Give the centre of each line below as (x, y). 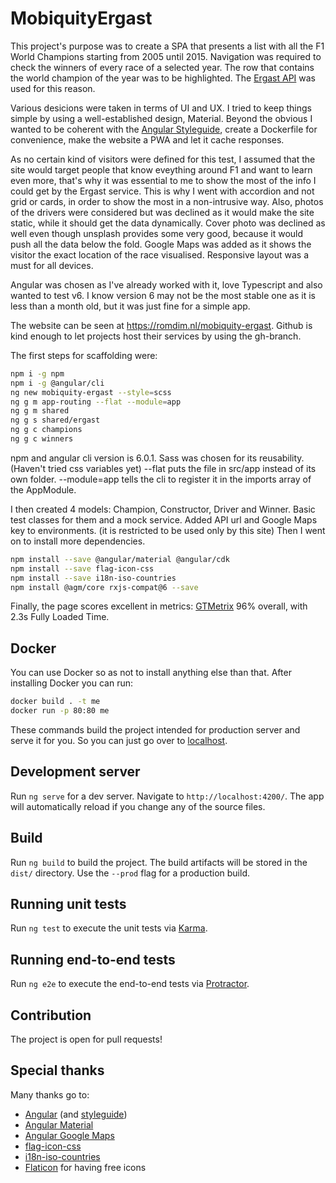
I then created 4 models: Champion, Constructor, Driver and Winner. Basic (163, 509)
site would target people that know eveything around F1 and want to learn (161, 169)
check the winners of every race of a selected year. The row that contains (162, 67)
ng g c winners (42, 439)
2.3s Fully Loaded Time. (60, 617)
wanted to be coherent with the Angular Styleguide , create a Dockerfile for (164, 129)
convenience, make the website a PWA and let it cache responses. (147, 139)
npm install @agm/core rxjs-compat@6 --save (104, 587)
